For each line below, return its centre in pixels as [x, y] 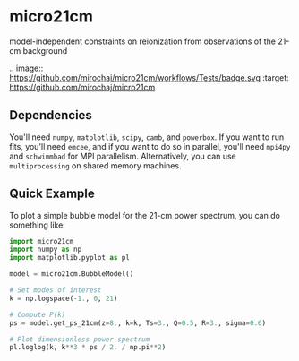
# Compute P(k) [38, 314]
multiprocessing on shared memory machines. [95, 165]
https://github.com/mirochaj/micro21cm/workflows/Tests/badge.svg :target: [149, 77]
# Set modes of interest [56, 290]
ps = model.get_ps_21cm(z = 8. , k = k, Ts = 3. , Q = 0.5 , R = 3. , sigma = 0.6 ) [138, 323]
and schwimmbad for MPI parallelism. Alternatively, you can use [123, 156]
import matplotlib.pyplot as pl [69, 258]
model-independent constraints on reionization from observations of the [142, 41]
